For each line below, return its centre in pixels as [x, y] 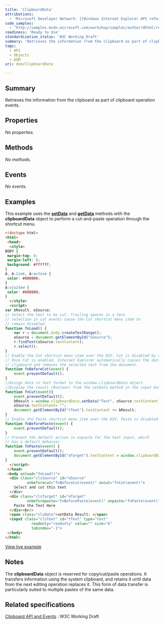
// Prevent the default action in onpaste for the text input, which [77, 437]
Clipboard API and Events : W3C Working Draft [52, 617]
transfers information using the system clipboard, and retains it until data [78, 579]
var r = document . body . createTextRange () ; [58, 333]
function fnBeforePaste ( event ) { [39, 424]
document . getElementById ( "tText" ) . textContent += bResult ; [75, 410]
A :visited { [17, 287]
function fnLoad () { [26, 328]
